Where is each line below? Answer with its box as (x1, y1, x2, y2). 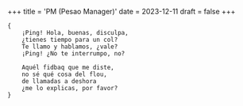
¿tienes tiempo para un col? (21, 36, 118, 44)
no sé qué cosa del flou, (21, 70, 108, 78)
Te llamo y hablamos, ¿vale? (21, 43, 118, 51)
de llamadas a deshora (21, 78, 97, 85)
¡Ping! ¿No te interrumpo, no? (21, 50, 125, 58)
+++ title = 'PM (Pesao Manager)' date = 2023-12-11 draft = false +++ (7, 7, 236, 16)
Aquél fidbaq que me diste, (21, 63, 114, 71)
